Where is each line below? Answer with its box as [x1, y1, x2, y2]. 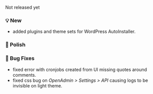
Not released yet [5, 5, 40, 10]
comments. [12, 72, 36, 78]
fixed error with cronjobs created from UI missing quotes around [12, 66, 147, 73]
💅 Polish [5, 41, 26, 48]
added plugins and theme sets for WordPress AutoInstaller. [12, 28, 136, 35]
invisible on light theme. [12, 82, 62, 88]
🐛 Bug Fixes [5, 55, 34, 62]
